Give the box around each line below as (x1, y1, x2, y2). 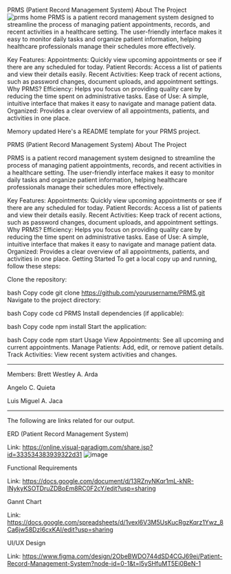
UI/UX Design (7, 539, 46, 547)
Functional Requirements (7, 463, 78, 472)
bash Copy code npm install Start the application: (7, 323, 147, 330)
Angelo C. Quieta (7, 384, 56, 391)
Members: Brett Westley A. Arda (7, 370, 98, 378)
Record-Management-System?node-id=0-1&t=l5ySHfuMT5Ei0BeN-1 (7, 560, 201, 567)
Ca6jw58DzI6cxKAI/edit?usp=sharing (7, 525, 113, 533)
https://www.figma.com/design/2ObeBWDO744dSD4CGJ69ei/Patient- (22, 552, 223, 560)
